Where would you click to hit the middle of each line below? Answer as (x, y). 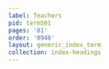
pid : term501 (30, 23)
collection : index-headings (55, 52)
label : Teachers (35, 15)
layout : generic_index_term (55, 45)
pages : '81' (28, 30)
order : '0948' (32, 38)
